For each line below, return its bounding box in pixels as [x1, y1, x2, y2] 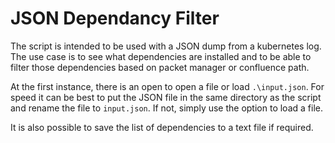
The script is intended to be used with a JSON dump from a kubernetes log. [10, 40, 322, 52]
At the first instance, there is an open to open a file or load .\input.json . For [10, 80, 325, 92]
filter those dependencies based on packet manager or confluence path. [10, 61, 310, 73]
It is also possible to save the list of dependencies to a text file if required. [10, 121, 314, 133]
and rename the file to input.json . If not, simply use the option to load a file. [10, 102, 323, 114]
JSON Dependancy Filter [10, 7, 220, 30]
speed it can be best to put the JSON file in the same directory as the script [10, 91, 322, 103]
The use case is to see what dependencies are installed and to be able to [10, 50, 312, 62]
